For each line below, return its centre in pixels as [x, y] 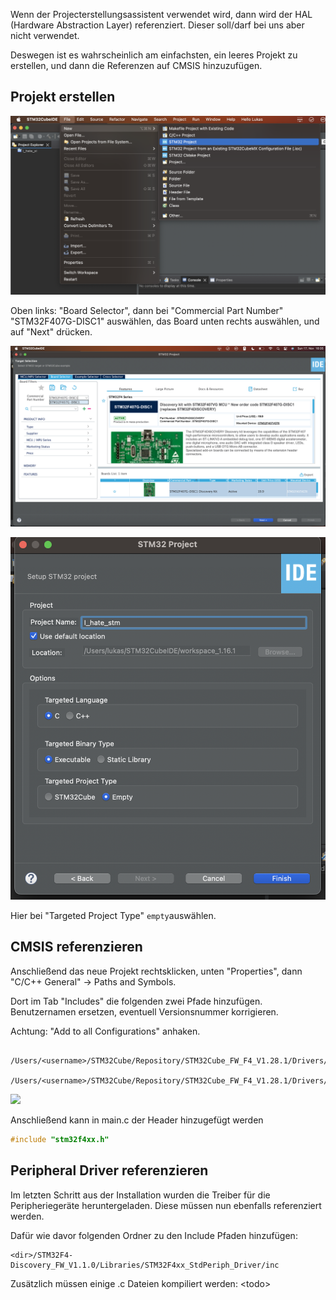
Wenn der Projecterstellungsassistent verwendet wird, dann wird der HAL [161, 14]
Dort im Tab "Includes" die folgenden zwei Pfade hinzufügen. [136, 1001]
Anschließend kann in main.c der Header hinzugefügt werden [137, 1120]
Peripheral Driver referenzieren [109, 1170]
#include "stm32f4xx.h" [60, 1139]
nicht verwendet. [45, 35]
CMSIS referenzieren [76, 947]
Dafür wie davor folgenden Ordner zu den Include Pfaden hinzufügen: [154, 1235]
